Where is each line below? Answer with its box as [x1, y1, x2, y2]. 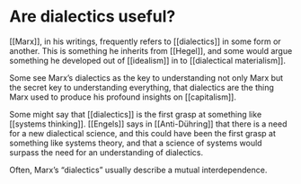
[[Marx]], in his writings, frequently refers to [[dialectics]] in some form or [9, 36, 281, 47]
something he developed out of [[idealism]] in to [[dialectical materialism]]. [9, 55, 286, 66]
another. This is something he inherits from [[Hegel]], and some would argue [9, 45, 293, 56]
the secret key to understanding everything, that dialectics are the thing [9, 82, 274, 92]
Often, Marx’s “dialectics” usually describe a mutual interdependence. [9, 164, 268, 175]
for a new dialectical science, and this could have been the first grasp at [9, 127, 277, 138]
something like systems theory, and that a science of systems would [9, 137, 262, 148]
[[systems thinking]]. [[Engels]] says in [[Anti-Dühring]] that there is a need [9, 118, 288, 129]
